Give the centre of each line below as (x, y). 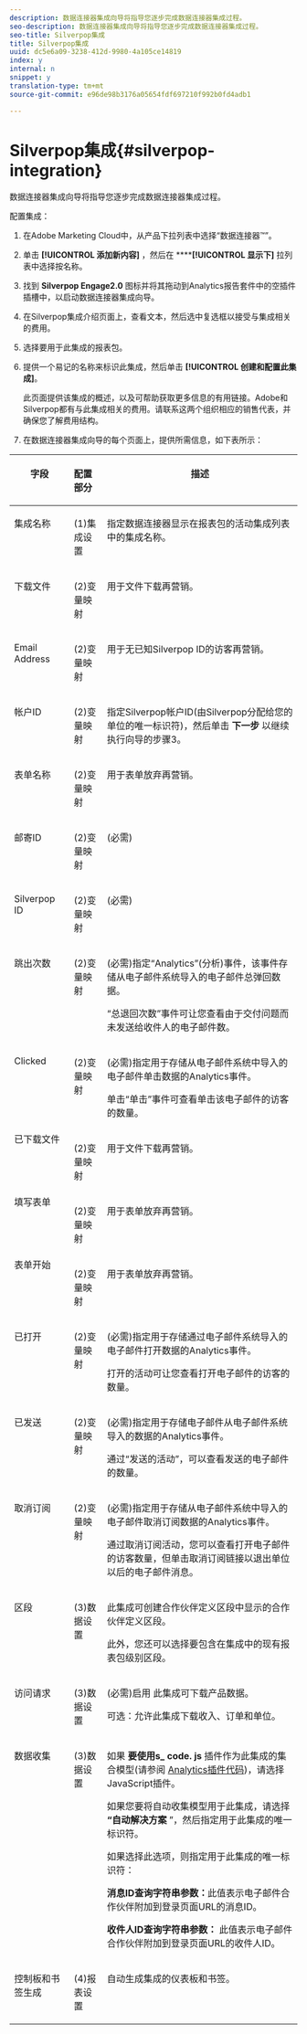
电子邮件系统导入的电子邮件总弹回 (198, 977)
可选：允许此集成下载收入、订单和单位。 (194, 1716)
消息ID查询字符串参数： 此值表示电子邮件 (194, 1893)
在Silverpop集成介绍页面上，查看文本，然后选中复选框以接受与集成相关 (157, 317)
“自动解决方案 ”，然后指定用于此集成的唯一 (199, 1820)
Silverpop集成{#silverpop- (112, 150)
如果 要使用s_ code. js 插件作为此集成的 (192, 1756)
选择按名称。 (63, 267)
